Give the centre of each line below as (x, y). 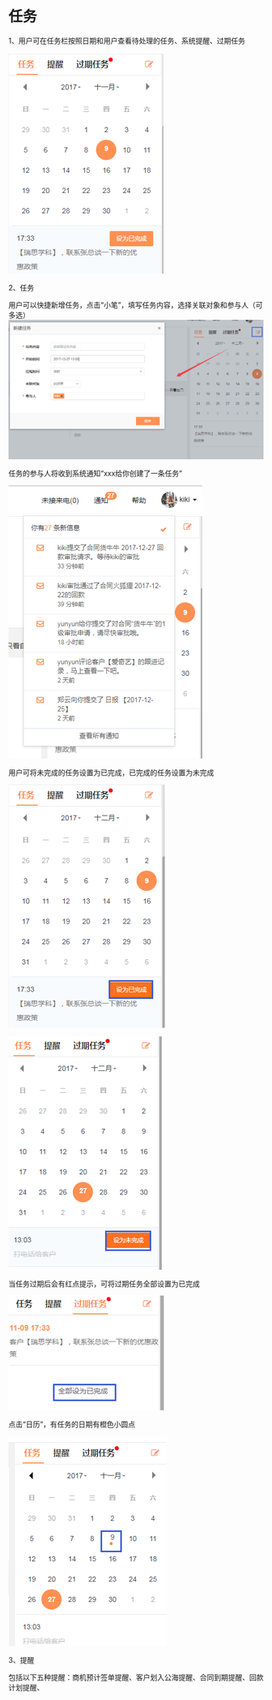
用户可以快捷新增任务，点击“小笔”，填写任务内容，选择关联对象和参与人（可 (136, 304)
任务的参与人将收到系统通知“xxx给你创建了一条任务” (96, 473)
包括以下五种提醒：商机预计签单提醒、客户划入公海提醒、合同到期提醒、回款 (136, 1677)
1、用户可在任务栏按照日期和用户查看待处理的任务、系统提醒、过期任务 (127, 41)
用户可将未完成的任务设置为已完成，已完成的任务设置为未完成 (111, 773)
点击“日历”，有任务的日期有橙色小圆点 (72, 1424)
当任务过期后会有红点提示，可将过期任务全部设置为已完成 (104, 1284)
